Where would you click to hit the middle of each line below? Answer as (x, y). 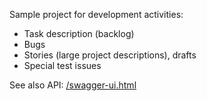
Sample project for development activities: (96, 14)
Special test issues (62, 65)
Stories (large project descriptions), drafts (110, 55)
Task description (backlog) (79, 33)
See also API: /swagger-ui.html (73, 85)
